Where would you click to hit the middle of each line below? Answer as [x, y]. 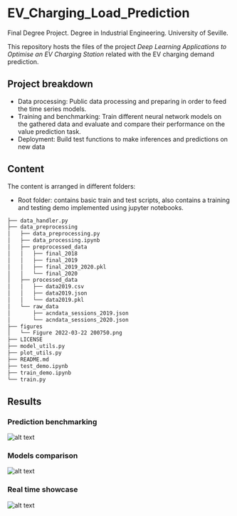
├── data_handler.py [38, 221]
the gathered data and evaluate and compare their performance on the [121, 124]
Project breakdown [51, 84]
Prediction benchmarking [52, 421]
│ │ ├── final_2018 [43, 253]
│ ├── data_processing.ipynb [54, 241]
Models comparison [43, 456]
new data [31, 147]
